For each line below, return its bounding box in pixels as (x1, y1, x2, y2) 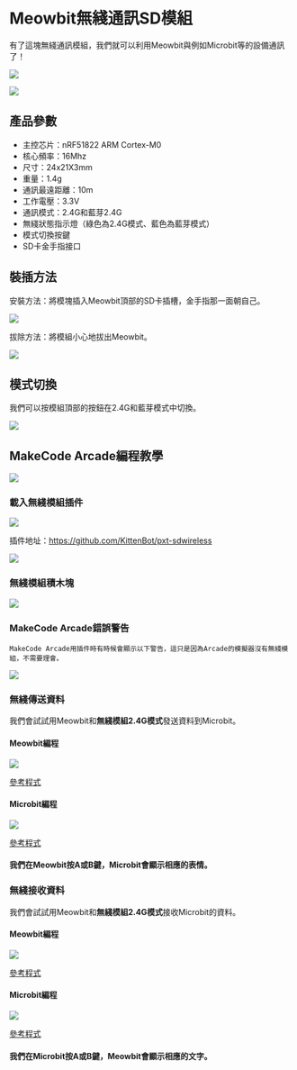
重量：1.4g (22, 173, 63, 184)
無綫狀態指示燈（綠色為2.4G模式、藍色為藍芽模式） (22, 218, 214, 229)
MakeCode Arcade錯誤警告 (9, 621, 130, 634)
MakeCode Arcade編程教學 (9, 448, 164, 464)
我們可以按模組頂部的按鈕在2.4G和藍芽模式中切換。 (9, 403, 202, 413)
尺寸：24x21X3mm (22, 161, 93, 172)
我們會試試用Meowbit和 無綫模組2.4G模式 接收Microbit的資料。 (9, 906, 241, 917)
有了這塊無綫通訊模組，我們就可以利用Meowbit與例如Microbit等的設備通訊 (9, 40, 285, 50)
